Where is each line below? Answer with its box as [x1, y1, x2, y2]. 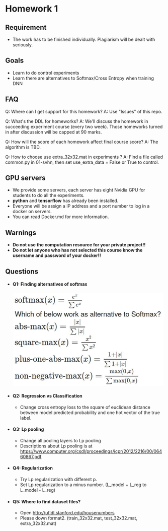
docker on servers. [12, 209, 52, 215]
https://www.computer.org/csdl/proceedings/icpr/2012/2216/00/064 [20, 448, 162, 454]
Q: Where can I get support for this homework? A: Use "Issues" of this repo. [5, 108, 162, 114]
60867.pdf [20, 453, 42, 459]
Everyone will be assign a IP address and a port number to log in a [12, 203, 150, 209]
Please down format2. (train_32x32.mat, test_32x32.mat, [20, 515, 137, 521]
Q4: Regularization [12, 465, 53, 471]
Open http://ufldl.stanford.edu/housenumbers [20, 510, 115, 516]
